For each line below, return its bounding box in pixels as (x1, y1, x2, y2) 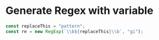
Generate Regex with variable (5, 4, 154, 17)
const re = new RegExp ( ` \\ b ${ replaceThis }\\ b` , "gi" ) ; (5, 28, 144, 34)
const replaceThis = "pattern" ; (5, 23, 85, 29)
